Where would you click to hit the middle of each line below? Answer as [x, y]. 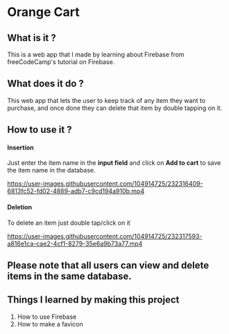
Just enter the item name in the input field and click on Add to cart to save [114, 163]
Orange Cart [43, 12]
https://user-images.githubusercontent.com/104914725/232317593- [105, 236]
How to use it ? [40, 130]
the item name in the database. [51, 170]
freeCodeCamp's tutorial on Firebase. [61, 62]
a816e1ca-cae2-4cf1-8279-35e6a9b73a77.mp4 [75, 244]
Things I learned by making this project [93, 300]
